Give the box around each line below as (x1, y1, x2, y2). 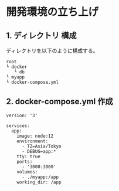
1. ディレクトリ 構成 (6, 30, 77, 40)
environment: (16, 138, 49, 144)
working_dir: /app (16, 179, 62, 185)
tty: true (16, 154, 41, 159)
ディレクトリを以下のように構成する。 (6, 47, 98, 54)
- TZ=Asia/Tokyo (21, 143, 62, 149)
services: (6, 122, 30, 129)
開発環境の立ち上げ (6, 5, 99, 19)
